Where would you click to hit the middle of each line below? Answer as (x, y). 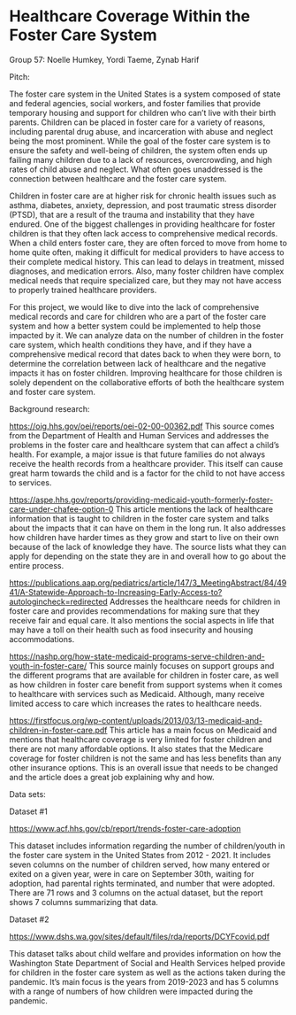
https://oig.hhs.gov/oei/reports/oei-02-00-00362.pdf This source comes (142, 426)
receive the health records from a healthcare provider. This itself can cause (146, 463)
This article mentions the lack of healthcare (194, 509)
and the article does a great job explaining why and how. (112, 777)
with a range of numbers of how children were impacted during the (131, 991)
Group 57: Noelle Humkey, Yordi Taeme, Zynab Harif (104, 59)
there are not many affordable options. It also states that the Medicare (136, 748)
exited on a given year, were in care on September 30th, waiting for (132, 873)
